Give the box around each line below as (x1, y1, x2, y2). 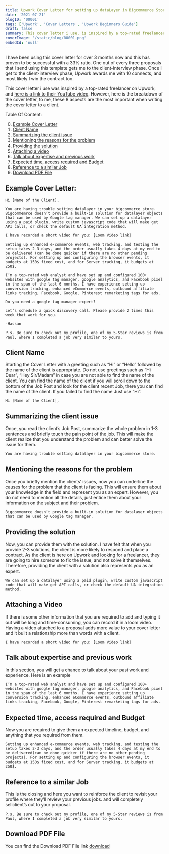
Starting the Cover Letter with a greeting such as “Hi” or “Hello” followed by (5, 362, 162, 368)
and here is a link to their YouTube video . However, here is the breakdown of (5, 90, 163, 97)
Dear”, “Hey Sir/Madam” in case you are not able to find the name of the (5, 372, 154, 378)
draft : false (5, 26, 33, 31)
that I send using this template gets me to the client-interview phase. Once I (5, 65, 162, 71)
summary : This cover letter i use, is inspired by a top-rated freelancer (5, 31, 165, 36)
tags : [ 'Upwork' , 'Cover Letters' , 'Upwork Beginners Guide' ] (5, 21, 138, 27)
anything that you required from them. (5, 732, 84, 738)
